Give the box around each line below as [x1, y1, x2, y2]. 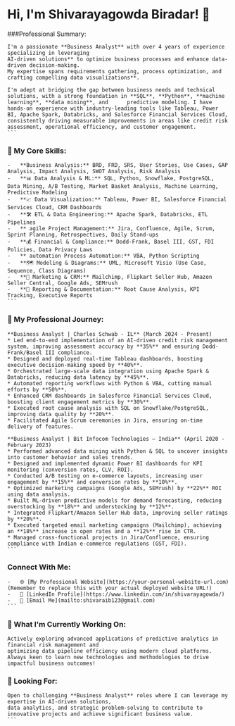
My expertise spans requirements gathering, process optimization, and [7, 68, 222, 75]
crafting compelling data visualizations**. [7, 74, 140, 81]
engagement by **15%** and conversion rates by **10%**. [7, 478, 178, 485]
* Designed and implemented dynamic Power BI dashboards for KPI [7, 460, 203, 467]
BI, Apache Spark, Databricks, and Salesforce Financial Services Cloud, [7, 111, 229, 118]
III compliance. [44, 349, 93, 356]
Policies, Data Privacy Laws [7, 246, 93, 254]
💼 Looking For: [7, 676, 58, 686]
